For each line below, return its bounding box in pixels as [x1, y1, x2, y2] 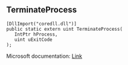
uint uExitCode [14, 36, 53, 43]
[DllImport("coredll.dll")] [6, 20, 77, 26]
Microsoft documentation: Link [6, 52, 83, 60]
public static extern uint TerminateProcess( [6, 26, 123, 32]
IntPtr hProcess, [14, 31, 59, 37]
